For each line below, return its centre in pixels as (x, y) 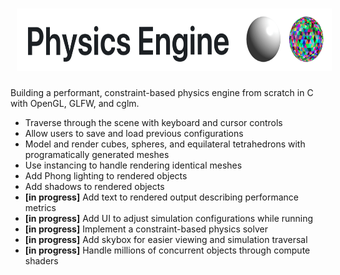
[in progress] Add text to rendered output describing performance (162, 197)
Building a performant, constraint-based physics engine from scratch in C (162, 92)
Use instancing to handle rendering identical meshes (133, 165)
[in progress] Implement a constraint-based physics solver (146, 229)
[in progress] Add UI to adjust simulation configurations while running (169, 218)
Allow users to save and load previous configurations (134, 133)
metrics (40, 207)
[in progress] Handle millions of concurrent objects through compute (167, 250)
